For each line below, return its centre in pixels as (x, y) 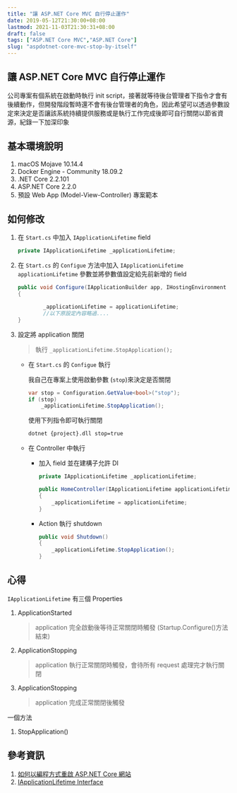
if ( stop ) (43, 399)
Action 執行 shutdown (70, 523)
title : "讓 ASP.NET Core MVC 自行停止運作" (68, 14)
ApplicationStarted (45, 613)
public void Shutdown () (73, 537)
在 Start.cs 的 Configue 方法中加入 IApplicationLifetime (101, 265)
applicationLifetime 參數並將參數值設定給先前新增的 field (102, 274)
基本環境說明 (35, 147)
